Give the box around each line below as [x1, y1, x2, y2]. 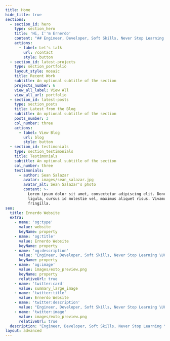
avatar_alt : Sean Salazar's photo [23, 182, 96, 187]
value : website [18, 224, 51, 230]
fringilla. [27, 201, 51, 206]
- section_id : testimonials [10, 144, 69, 150]
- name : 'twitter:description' [14, 300, 80, 305]
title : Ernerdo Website [10, 210, 60, 216]
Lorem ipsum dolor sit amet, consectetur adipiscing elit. [27, 191, 155, 196]
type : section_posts [14, 102, 58, 107]
